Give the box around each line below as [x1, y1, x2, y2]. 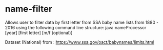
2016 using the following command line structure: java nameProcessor [5, 24, 146, 30]
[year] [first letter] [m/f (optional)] [5, 30, 73, 35]
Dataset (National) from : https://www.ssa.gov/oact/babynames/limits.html [5, 39, 155, 45]
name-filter [5, 3, 53, 15]
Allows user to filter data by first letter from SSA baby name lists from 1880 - [5, 19, 159, 25]
